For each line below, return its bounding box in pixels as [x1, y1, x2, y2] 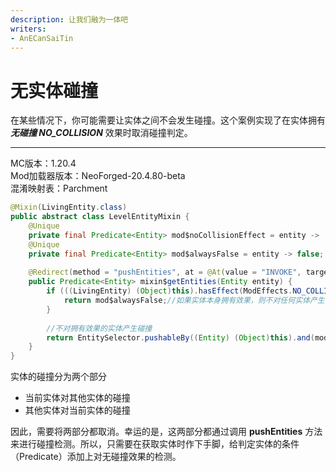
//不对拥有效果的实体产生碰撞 [46, 323, 153, 333]
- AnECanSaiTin [10, 33, 74, 43]
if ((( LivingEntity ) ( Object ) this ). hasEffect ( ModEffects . [46, 286, 293, 296]
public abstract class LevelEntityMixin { [10, 212, 190, 222]
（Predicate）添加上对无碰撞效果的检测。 [10, 451, 182, 463]
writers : [10, 24, 47, 34]
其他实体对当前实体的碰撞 [24, 404, 131, 416]
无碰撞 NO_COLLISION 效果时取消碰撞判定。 [10, 127, 193, 139]
